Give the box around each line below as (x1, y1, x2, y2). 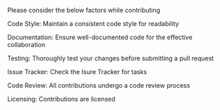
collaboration (7, 41, 46, 48)
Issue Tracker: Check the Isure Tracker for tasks (7, 68, 147, 76)
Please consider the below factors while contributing (7, 6, 161, 14)
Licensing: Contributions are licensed (7, 95, 116, 103)
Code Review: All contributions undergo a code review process (7, 81, 190, 90)
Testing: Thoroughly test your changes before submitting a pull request (7, 54, 214, 62)
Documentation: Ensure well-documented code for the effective (7, 33, 192, 41)
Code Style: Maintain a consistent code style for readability (7, 20, 180, 27)
